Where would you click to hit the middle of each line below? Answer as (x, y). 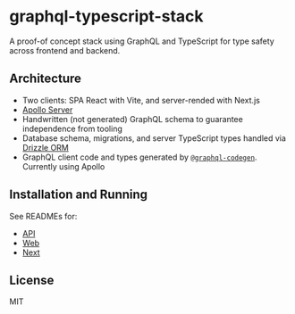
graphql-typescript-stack (106, 17)
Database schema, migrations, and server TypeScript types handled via (154, 138)
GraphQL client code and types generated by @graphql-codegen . (139, 157)
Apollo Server (47, 110)
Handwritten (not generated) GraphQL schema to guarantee (132, 119)
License (32, 280)
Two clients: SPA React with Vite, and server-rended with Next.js (141, 100)
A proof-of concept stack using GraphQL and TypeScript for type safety (142, 41)
